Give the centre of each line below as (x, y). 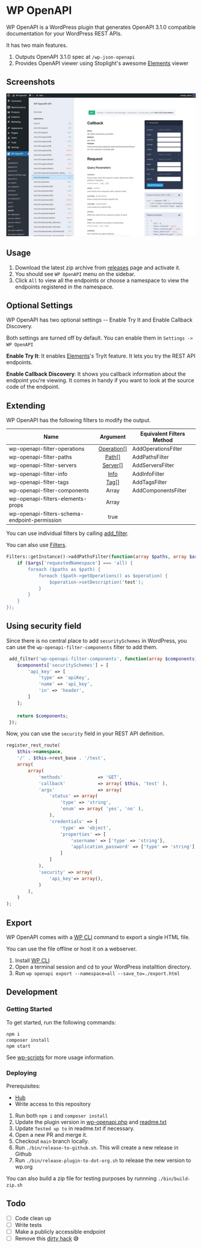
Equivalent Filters (163, 433)
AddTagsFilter (149, 482)
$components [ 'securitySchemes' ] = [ (63, 665)
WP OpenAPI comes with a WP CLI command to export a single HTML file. (98, 937)
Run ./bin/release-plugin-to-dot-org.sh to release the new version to (103, 1160)
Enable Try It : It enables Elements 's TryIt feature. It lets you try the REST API (101, 356)
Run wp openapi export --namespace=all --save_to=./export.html (97, 973)
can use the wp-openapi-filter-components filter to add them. (82, 647)
